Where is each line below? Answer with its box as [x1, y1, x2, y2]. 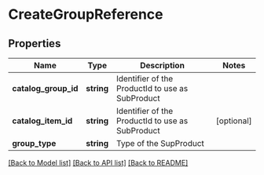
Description [140, 60, 185, 71]
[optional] [215, 115, 252, 126]
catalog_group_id [12, 83, 79, 93]
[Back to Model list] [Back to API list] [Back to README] [8, 159, 189, 167]
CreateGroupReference [8, 5, 163, 24]
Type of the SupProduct [116, 138, 204, 148]
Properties [8, 37, 61, 50]
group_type [12, 138, 57, 148]
